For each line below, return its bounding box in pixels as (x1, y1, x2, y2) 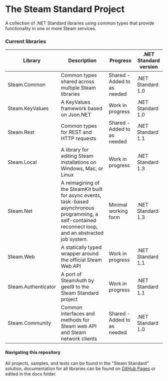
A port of (60, 271, 82, 278)
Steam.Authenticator (7, 283, 56, 290)
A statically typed (60, 244, 102, 251)
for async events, (60, 192, 101, 199)
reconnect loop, (60, 223, 98, 230)
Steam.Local (7, 159, 37, 166)
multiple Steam (60, 84, 96, 91)
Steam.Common (7, 81, 46, 88)
